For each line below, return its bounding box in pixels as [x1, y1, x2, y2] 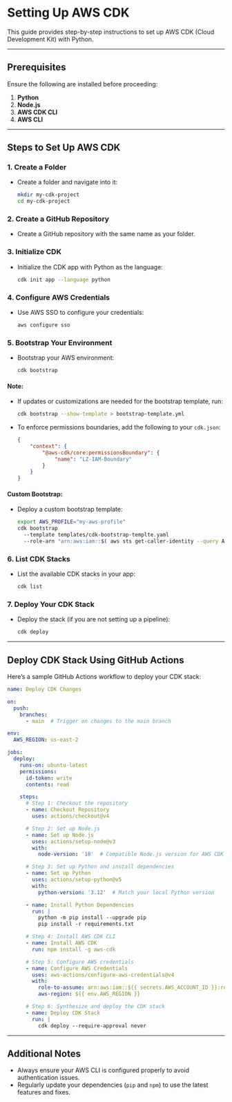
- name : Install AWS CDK [25, 940, 97, 947]
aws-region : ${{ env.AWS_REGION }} [37, 991, 140, 998]
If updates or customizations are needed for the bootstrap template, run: [17, 397, 223, 405]
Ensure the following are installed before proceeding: [7, 79, 158, 88]
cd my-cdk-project [17, 198, 70, 205]
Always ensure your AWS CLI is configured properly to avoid [17, 1066, 190, 1074]
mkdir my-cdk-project [17, 191, 79, 198]
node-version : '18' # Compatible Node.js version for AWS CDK [37, 851, 224, 858]
